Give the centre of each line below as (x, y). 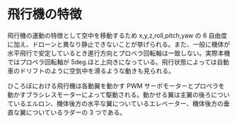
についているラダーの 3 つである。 (76, 112)
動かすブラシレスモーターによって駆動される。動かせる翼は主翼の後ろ (109, 94)
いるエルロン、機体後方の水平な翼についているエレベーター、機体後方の (118, 103)
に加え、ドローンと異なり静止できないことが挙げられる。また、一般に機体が (119, 44)
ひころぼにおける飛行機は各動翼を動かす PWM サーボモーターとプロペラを (116, 86)
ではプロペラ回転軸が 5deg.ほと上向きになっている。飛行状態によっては (112, 61)
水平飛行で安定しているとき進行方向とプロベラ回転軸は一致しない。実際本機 (119, 53)
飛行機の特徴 (45, 14)
